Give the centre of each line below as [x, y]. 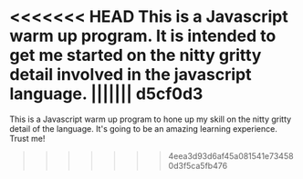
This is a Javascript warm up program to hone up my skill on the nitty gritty [151, 119]
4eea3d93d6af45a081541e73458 [231, 155]
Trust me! [27, 138]
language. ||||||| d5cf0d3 [106, 94]
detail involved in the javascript [131, 75]
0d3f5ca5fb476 [198, 165]
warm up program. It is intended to [143, 36]
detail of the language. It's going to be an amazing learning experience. [144, 128]
